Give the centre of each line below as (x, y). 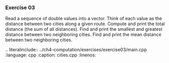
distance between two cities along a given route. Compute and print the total (85, 24)
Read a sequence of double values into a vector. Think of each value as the (84, 19)
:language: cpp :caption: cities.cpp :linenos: (51, 55)
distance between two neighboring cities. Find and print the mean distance (83, 35)
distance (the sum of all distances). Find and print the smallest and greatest (84, 29)
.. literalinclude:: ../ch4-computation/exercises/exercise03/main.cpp (76, 50)
